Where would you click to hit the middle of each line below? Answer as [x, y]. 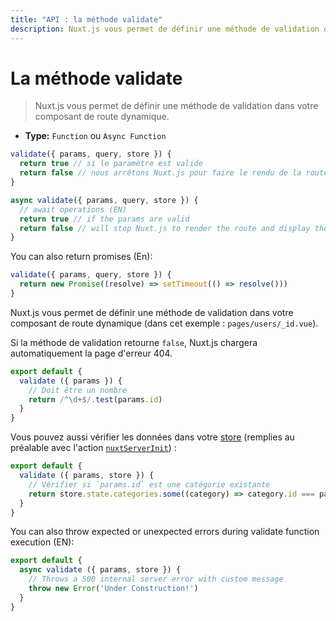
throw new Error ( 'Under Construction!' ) [113, 589]
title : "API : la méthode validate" [86, 19]
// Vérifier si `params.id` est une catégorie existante [149, 484]
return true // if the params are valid [104, 219]
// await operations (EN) [73, 209]
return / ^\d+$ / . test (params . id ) [95, 399]
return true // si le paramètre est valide [111, 164]
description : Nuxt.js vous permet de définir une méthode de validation [165, 29]
